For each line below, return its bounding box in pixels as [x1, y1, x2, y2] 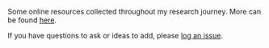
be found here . [7, 15, 57, 25]
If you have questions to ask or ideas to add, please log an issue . [7, 31, 224, 40]
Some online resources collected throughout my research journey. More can [7, 7, 262, 16]
